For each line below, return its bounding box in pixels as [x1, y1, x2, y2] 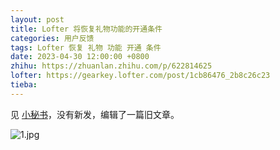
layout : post [10, 14, 65, 25]
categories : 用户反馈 [10, 33, 95, 43]
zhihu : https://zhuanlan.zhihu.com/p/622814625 [10, 61, 213, 71]
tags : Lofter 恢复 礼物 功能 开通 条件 [10, 42, 162, 53]
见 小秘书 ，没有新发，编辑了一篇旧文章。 [10, 108, 180, 120]
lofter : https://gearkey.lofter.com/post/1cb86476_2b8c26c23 [10, 71, 271, 81]
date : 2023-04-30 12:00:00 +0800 [10, 52, 150, 62]
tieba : [10, 80, 38, 90]
